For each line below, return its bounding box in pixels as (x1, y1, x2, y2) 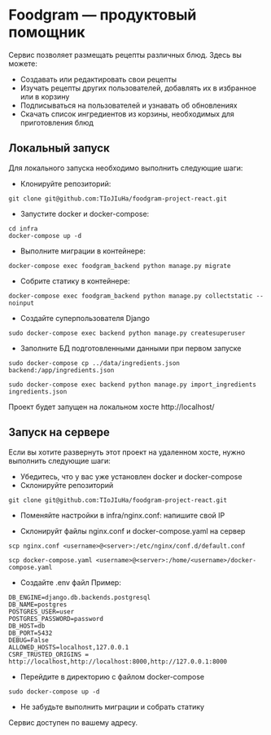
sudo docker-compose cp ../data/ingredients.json (8, 359, 181, 367)
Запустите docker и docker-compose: (20, 209, 150, 218)
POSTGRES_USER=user (8, 607, 75, 616)
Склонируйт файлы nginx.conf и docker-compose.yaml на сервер (20, 526, 246, 535)
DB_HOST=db (8, 622, 46, 630)
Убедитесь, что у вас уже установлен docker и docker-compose (20, 471, 243, 482)
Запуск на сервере (8, 425, 110, 439)
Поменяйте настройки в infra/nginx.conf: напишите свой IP (20, 510, 225, 520)
